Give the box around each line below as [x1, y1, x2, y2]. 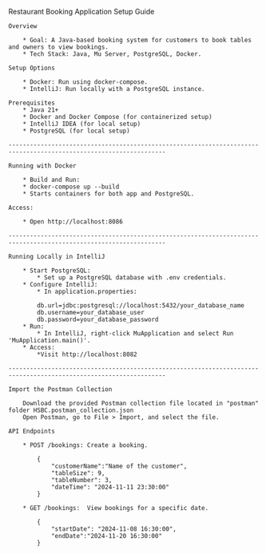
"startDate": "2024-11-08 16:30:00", [50, 525, 177, 533]
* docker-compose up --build [22, 183, 120, 191]
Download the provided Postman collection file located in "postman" [22, 399, 260, 407]
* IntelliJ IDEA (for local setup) [22, 120, 141, 128]
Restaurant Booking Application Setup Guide [8, 7, 155, 16]
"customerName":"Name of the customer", [50, 462, 188, 470]
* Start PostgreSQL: [22, 267, 91, 275]
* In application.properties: [37, 287, 137, 295]
